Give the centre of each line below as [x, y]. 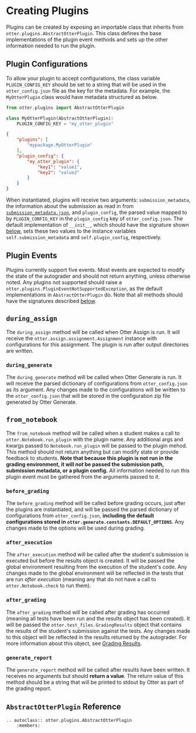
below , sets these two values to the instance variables [71, 231]
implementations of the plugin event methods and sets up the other [87, 39]
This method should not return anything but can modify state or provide [92, 452]
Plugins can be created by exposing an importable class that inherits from [95, 27]
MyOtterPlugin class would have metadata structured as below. [82, 97]
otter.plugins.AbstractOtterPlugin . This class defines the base [84, 33]
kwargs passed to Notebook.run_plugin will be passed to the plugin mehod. [97, 445]
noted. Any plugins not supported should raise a [64, 282]
